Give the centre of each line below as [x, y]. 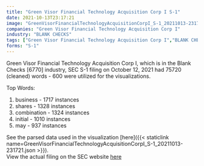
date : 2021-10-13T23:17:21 [40, 18]
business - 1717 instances [47, 99]
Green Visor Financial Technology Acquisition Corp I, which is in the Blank [99, 63]
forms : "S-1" [23, 46]
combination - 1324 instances [52, 112]
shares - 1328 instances [45, 106]
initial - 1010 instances [43, 119]
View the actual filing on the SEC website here [64, 156]
